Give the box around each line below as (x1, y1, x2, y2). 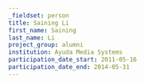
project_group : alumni (8, 41, 84, 49)
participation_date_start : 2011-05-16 (8, 56, 137, 64)
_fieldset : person (8, 11, 69, 20)
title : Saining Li (8, 19, 69, 27)
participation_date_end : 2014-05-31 (8, 63, 130, 71)
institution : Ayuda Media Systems (8, 48, 123, 56)
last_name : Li (8, 33, 56, 42)
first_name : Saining (8, 26, 77, 34)
